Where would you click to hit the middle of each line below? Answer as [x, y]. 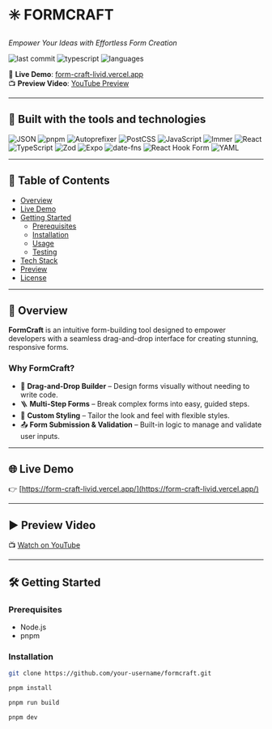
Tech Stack [39, 260]
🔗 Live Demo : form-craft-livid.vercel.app [76, 74]
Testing [45, 252]
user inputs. [40, 436]
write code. [39, 394]
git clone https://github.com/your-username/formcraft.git [110, 674]
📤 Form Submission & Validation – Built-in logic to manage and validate [141, 424]
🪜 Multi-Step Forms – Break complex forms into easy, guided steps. [135, 403]
